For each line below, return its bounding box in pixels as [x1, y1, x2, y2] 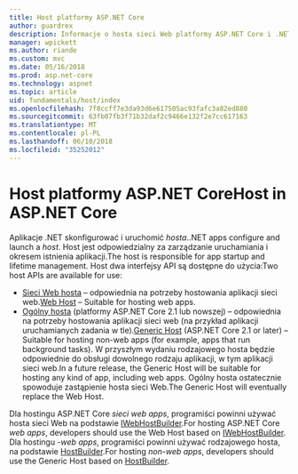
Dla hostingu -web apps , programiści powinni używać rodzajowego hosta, [9, 437, 281, 447]
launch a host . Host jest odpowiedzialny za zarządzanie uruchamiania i [9, 241, 269, 252]
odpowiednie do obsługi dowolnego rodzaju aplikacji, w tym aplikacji [21, 353, 273, 364]
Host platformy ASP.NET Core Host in [9, 183, 286, 204]
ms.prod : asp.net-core [9, 71, 93, 80]
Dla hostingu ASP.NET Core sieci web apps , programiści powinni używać [9, 408, 277, 419]
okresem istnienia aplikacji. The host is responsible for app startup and [9, 251, 265, 261]
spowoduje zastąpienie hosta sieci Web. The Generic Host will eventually [21, 382, 287, 392]
